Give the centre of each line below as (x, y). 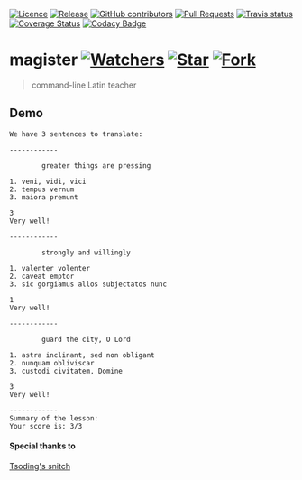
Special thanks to (43, 446)
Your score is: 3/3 (46, 426)
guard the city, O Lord (86, 339)
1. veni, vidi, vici (48, 181)
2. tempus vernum (42, 189)
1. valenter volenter (50, 268)
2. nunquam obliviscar (52, 363)
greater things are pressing (96, 166)
